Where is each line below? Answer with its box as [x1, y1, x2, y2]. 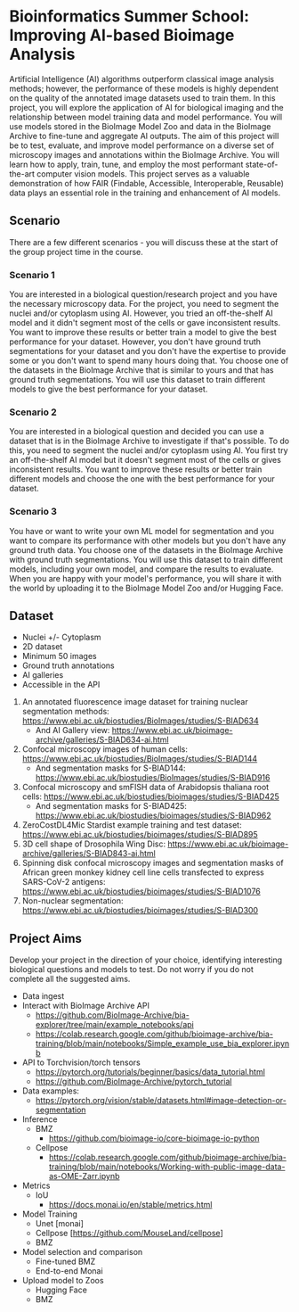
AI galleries [21, 670, 64, 681]
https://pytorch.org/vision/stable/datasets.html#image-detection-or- [35, 1095, 287, 1106]
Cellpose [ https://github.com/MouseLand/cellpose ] [35, 1228, 224, 1239]
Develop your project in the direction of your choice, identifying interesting [9, 954, 283, 965]
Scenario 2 [9, 406, 58, 418]
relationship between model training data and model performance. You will [9, 111, 283, 122]
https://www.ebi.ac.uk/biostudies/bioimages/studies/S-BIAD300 [21, 905, 259, 916]
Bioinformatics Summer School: [9, 6, 250, 27]
